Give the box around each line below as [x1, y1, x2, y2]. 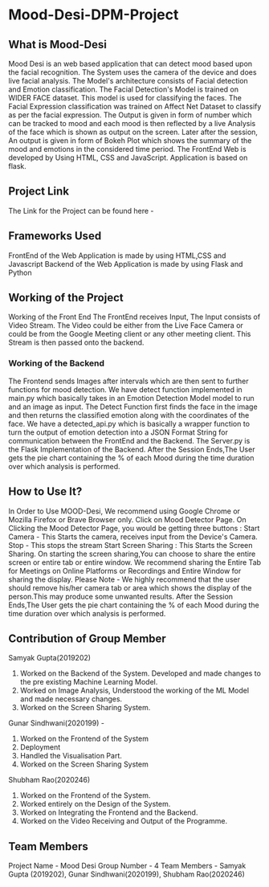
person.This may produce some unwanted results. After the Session [8, 591, 234, 601]
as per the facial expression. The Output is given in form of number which [8, 110, 252, 120]
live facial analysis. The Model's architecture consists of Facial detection [8, 76, 249, 85]
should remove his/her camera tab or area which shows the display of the [8, 582, 252, 592]
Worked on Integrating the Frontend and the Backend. [19, 807, 198, 817]
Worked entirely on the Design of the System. [19, 799, 171, 809]
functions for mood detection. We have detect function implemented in [8, 384, 243, 394]
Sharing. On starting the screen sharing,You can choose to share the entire [8, 549, 256, 558]
